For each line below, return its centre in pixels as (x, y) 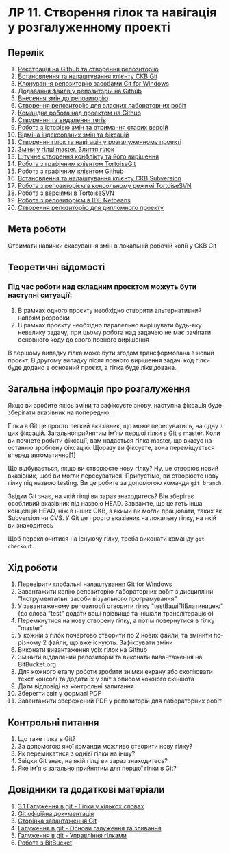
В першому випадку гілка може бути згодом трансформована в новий (111, 353)
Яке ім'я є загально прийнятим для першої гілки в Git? (97, 768)
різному (29, 642)
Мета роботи (37, 229)
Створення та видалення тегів (62, 120)
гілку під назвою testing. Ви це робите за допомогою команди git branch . (115, 483)
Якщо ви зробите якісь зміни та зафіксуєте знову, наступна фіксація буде (115, 406)
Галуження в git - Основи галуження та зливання (89, 828)
